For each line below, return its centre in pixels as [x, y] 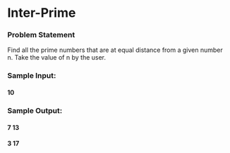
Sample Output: [35, 110]
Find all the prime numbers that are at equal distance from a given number [115, 50]
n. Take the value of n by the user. [57, 58]
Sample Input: [32, 76]
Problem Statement [41, 35]
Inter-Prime [42, 13]
